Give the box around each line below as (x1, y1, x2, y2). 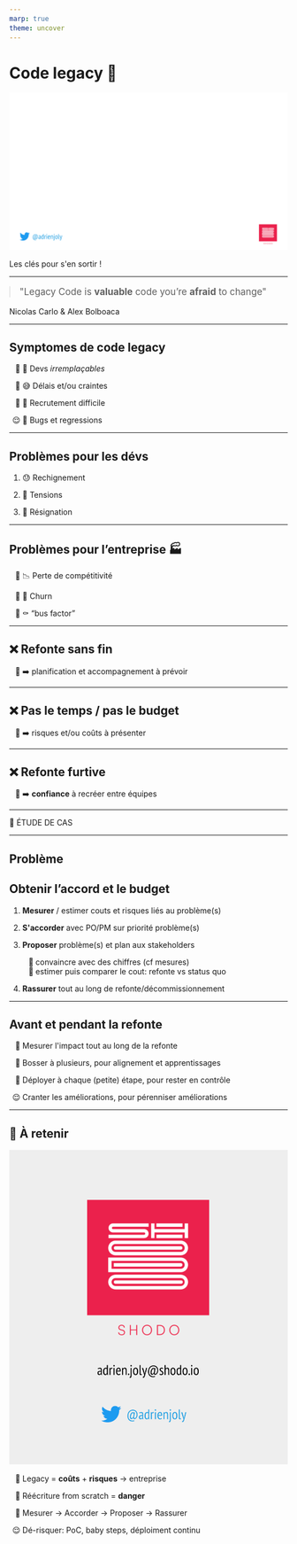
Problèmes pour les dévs (9, 448, 148, 464)
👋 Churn (21, 590, 53, 601)
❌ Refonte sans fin (9, 642, 113, 657)
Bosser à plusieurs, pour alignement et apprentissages (21, 1058, 221, 1068)
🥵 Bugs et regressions (21, 415, 103, 425)
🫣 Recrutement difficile (21, 398, 106, 408)
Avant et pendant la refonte (9, 1017, 163, 1032)
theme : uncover (9, 23, 65, 33)
